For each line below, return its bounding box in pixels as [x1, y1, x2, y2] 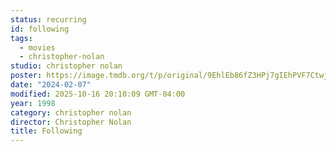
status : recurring [10, 14, 87, 25]
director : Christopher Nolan [10, 117, 132, 127]
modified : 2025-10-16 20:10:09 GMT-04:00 [10, 89, 186, 99]
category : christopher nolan [10, 107, 132, 118]
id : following [10, 24, 70, 34]
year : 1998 [10, 98, 56, 108]
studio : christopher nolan [10, 61, 123, 71]
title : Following [10, 126, 83, 136]
